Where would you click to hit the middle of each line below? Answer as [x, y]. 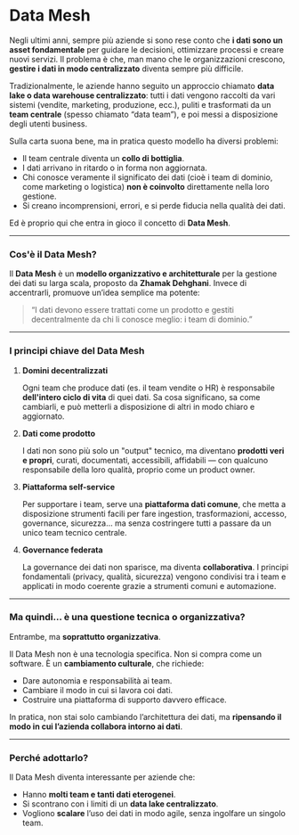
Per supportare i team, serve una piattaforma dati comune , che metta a [154, 503]
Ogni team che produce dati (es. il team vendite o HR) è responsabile [149, 388]
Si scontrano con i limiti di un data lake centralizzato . [120, 804]
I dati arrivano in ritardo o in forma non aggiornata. [114, 168]
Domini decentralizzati [65, 370]
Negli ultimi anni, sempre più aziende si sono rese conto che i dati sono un [146, 40]
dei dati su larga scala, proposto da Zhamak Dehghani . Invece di [128, 283]
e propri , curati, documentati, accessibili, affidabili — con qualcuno [145, 460]
